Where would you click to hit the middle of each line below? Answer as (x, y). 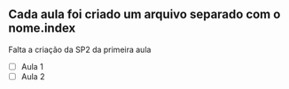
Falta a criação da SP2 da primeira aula (80, 49)
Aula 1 (32, 66)
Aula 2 (33, 76)
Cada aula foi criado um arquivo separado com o (144, 15)
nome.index (42, 29)
